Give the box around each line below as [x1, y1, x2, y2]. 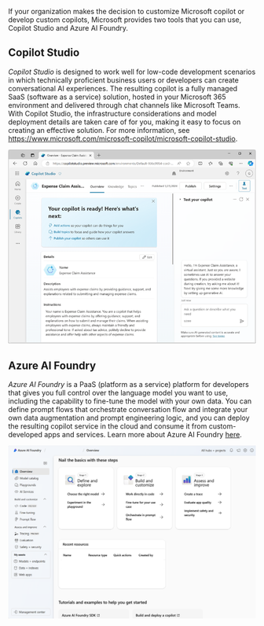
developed [8, 430, 43, 439]
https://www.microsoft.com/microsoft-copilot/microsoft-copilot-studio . [8, 134, 238, 143]
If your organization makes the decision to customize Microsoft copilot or [8, 7, 245, 16]
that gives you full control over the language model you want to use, [8, 388, 229, 397]
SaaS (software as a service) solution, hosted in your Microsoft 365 [8, 92, 226, 101]
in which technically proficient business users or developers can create [8, 75, 240, 85]
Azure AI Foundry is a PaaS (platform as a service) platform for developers [8, 380, 249, 388]
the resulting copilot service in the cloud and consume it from [8, 422, 207, 431]
